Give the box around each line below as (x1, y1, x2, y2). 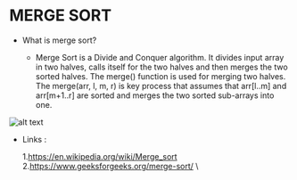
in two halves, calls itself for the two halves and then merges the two (35, 61, 288, 72)
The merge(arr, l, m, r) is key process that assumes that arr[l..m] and (35, 80, 287, 91)
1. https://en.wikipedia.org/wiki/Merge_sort (21, 151, 177, 161)
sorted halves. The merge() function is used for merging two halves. (35, 70, 286, 81)
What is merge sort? (21, 35, 97, 45)
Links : (21, 134, 47, 144)
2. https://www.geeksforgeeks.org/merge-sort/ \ (21, 160, 199, 171)
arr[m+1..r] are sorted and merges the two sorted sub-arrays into (35, 90, 275, 101)
